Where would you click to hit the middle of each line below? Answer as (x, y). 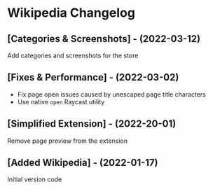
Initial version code (35, 179)
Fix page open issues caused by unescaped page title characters (112, 94)
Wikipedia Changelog (71, 13)
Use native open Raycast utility (61, 101)
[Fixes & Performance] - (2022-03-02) (93, 77)
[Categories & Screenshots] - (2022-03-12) (104, 39)
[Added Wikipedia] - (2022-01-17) (83, 163)
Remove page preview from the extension (68, 141)
